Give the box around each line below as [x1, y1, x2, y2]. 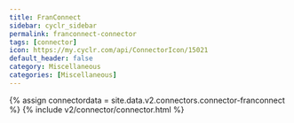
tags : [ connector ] [9, 37, 77, 47]
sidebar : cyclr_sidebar [9, 21, 98, 30]
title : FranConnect [9, 12, 82, 22]
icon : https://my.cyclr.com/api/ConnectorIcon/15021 [9, 46, 209, 55]
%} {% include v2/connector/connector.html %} [9, 104, 185, 115]
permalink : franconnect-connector [9, 29, 138, 38]
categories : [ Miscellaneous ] [9, 71, 117, 80]
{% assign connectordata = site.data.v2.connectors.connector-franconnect [9, 95, 286, 105]
